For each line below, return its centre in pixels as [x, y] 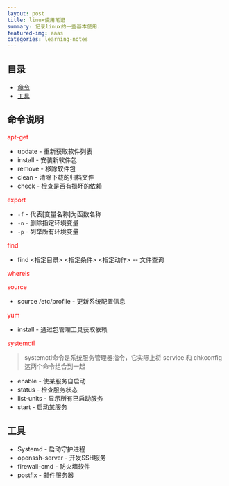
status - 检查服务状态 [48, 390]
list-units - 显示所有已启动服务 [60, 398]
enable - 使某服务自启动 [51, 381]
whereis [18, 273]
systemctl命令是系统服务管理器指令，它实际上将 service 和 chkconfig [123, 357]
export [17, 200]
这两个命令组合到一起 [54, 366]
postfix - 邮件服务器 [45, 475]
